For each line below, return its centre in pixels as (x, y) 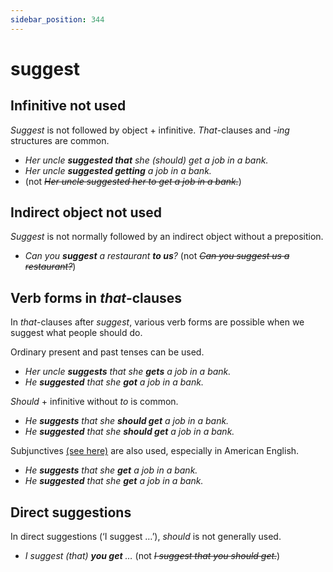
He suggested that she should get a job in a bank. (129, 432)
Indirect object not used (86, 212)
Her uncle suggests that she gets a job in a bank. (128, 372)
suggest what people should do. (76, 333)
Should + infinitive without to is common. (94, 402)
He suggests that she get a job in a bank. (111, 470)
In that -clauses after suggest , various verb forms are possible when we (157, 322)
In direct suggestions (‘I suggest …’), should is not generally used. (146, 537)
